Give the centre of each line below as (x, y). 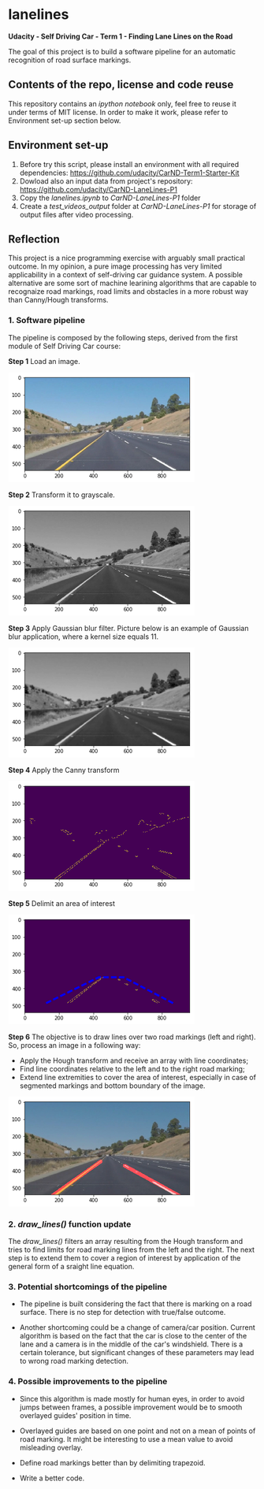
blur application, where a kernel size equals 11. (84, 637)
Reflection (34, 239)
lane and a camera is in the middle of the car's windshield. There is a (131, 1344)
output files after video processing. (76, 214)
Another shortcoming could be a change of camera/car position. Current (138, 1327)
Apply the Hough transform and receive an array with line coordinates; (134, 1060)
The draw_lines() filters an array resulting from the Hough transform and (125, 1241)
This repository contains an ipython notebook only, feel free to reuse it (122, 103)
